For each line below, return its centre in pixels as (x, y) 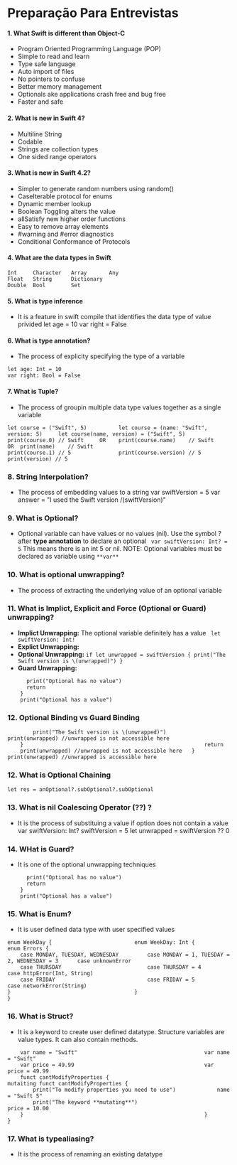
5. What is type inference (45, 301)
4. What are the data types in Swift (59, 258)
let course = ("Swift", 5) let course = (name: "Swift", (108, 428)
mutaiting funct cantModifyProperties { (68, 1083)
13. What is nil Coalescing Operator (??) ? (80, 807)
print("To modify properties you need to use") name (132, 1090)
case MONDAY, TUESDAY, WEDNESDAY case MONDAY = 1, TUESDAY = (125, 955)
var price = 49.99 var (117, 1065)
